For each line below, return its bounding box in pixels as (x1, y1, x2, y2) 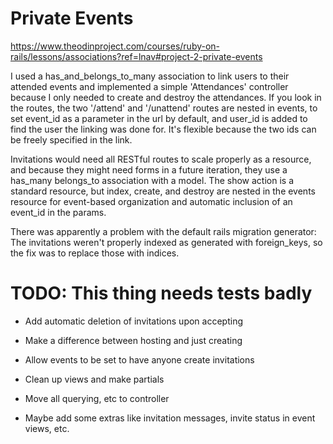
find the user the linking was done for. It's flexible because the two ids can (10, 123, 317, 135)
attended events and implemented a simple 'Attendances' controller (10, 80, 289, 92)
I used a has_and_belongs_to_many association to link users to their (10, 70, 290, 82)
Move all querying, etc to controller (24, 392, 170, 404)
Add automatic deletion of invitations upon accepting (24, 315, 243, 327)
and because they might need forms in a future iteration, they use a (10, 163, 288, 176)
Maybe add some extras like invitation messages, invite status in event (24, 412, 316, 424)
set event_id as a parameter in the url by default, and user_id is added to (10, 112, 308, 124)
